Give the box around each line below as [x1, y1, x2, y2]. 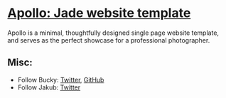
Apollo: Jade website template [7, 5, 191, 21]
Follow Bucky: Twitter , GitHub [17, 75, 104, 84]
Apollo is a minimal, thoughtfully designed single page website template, [7, 28, 219, 37]
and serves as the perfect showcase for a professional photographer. [7, 36, 210, 44]
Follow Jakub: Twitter [17, 83, 81, 92]
